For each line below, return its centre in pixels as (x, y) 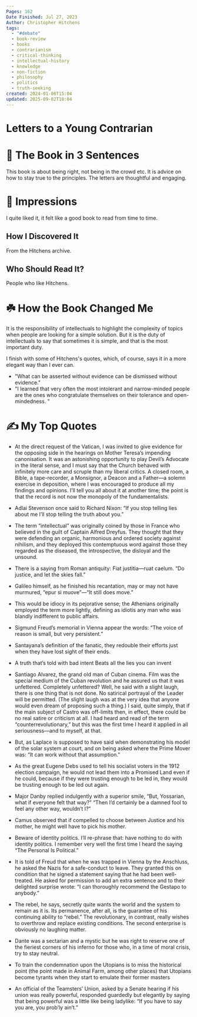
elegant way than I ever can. (40, 365)
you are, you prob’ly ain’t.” (46, 1008)
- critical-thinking (36, 55)
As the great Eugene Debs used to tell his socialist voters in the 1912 (97, 766)
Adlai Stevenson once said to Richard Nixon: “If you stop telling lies (96, 508)
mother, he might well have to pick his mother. (70, 826)
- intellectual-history (40, 61)
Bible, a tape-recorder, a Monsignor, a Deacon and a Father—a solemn (100, 478)
